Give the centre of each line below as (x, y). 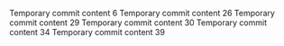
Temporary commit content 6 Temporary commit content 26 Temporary (142, 13)
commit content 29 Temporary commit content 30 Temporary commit (138, 23)
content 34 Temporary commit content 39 (87, 32)
